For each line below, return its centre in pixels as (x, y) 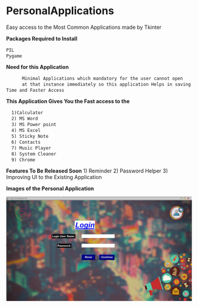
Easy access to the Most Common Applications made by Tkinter (84, 27)
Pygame (14, 56)
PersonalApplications (60, 11)
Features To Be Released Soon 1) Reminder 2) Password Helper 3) (87, 171)
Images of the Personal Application (50, 188)
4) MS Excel (26, 130)
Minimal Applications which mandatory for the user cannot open (102, 78)
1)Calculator (27, 113)
